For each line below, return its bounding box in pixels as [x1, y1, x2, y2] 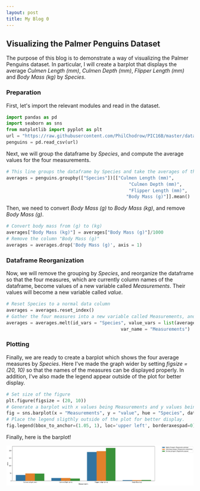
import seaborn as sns [6, 120, 62, 126]
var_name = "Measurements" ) [120, 326, 190, 332]
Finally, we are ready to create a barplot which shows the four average [6, 353, 179, 361]
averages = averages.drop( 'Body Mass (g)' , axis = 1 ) [6, 242, 143, 248]
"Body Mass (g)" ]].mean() [126, 194, 190, 200]
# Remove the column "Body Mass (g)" [6, 236, 100, 242]
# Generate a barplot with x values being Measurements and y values [6, 404, 183, 410]
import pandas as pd [6, 114, 58, 120]
